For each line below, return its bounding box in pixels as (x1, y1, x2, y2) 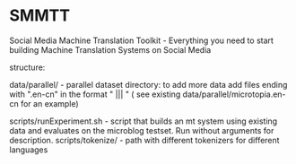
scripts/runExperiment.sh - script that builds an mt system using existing (9, 116, 278, 126)
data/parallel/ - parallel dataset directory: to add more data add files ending (9, 79, 288, 90)
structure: (9, 62, 46, 73)
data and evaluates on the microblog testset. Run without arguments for (9, 125, 274, 135)
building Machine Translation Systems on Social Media (9, 44, 212, 55)
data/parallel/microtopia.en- (182, 89, 286, 99)
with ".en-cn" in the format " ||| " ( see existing (9, 89, 181, 99)
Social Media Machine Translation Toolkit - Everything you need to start (9, 35, 274, 46)
